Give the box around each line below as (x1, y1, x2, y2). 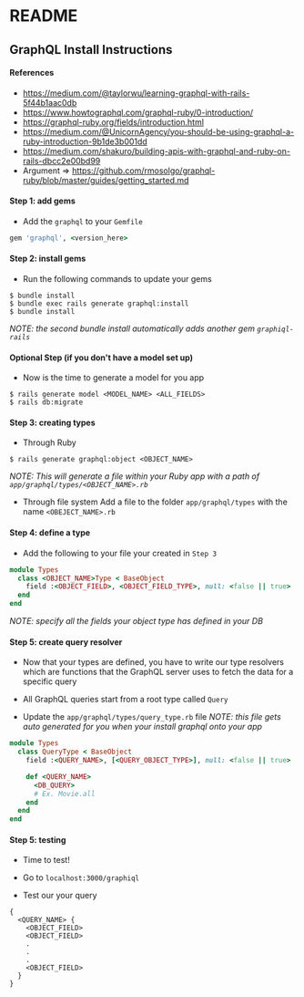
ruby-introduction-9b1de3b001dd (22, 136, 147, 147)
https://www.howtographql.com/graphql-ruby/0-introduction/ (22, 107, 254, 118)
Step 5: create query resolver (9, 636, 123, 648)
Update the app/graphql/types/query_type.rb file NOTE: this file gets (22, 711, 282, 722)
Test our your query (22, 890, 97, 901)
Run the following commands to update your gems (22, 274, 212, 285)
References (9, 68, 55, 78)
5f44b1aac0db (22, 97, 77, 108)
